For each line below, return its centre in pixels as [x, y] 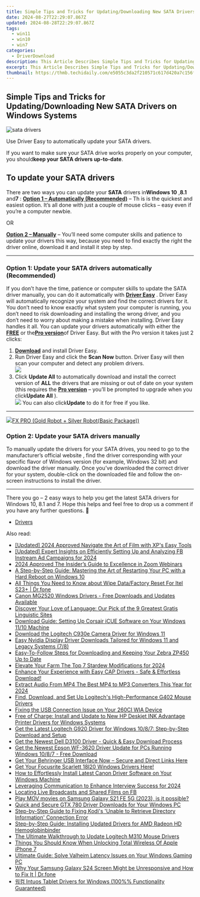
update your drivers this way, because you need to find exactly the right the [99, 240]
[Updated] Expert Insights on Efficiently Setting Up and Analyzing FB [99, 551]
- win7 [20, 45]
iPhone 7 [26, 849]
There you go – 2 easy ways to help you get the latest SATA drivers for [93, 498]
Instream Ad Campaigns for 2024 [56, 558]
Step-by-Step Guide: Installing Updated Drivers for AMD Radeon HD [98, 824]
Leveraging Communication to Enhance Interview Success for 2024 [98, 786]
